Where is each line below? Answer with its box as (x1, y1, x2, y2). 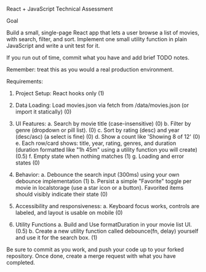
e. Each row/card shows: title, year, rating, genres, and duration (15, 139, 176, 147)
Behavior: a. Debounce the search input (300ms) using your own (15, 171, 180, 178)
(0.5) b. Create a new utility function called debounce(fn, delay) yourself (15, 227, 199, 235)
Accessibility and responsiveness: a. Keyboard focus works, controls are (15, 203, 200, 209)
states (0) (15, 159, 40, 166)
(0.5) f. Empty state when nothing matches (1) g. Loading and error (15, 153, 184, 160)
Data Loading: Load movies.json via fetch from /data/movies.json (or (15, 101, 189, 109)
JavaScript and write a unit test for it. (6, 42, 100, 49)
